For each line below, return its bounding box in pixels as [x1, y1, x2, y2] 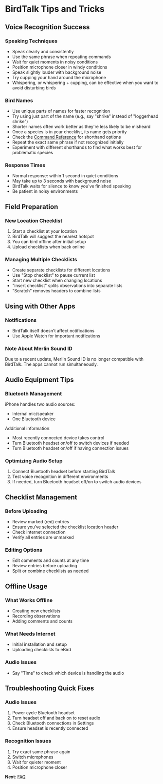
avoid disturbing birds [12, 84, 56, 91]
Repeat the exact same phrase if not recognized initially [12, 139, 124, 145]
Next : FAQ [5, 774, 26, 780]
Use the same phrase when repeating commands [12, 54, 111, 60]
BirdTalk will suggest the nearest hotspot [12, 233, 94, 240]
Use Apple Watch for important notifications [12, 333, 101, 339]
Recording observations [12, 613, 60, 619]
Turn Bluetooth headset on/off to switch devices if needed [12, 440, 129, 446]
